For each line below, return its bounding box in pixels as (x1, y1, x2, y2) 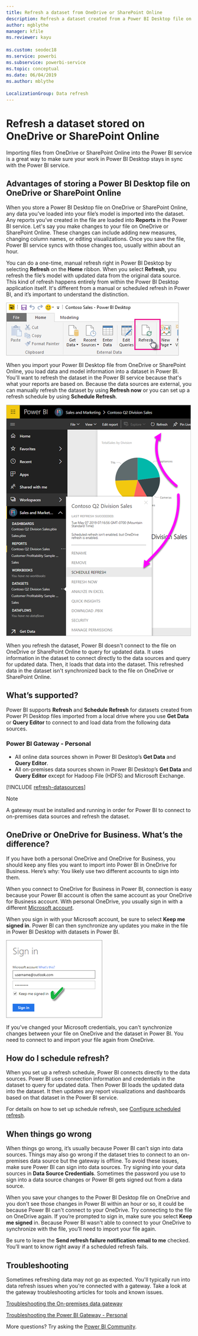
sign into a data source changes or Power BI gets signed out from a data (6, 1176, 182, 1183)
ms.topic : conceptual (6, 66, 60, 72)
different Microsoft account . (6, 904, 74, 911)
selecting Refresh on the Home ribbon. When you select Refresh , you (6, 265, 177, 272)
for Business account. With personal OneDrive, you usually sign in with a (6, 897, 183, 905)
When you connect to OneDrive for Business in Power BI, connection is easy (6, 885, 192, 892)
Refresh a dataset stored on (6, 117, 145, 130)
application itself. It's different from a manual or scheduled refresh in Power (6, 284, 190, 291)
